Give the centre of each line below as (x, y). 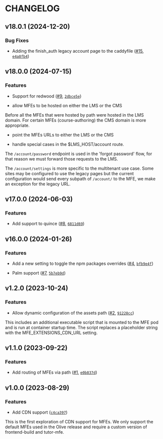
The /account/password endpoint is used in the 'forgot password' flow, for (79, 154)
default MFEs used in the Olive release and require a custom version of (76, 427)
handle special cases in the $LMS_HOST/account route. (68, 144)
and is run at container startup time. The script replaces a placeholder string (81, 327)
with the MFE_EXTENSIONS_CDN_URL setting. (51, 333)
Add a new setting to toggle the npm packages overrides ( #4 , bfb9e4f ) (83, 263)
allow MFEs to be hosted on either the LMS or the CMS (67, 105)
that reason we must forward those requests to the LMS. (62, 159)
